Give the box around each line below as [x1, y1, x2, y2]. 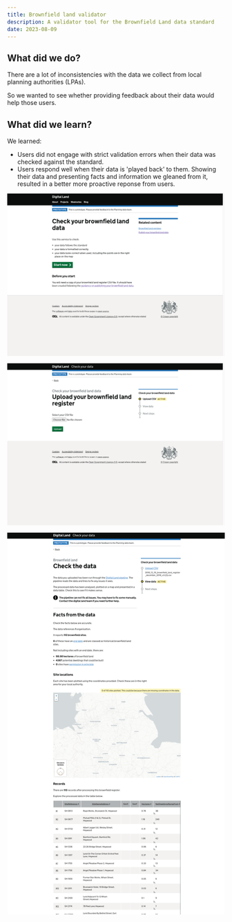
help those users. [7, 99, 57, 107]
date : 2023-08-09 [7, 26, 57, 32]
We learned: [7, 137, 42, 145]
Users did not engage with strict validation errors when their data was [17, 151, 216, 158]
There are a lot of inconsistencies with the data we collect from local [7, 70, 202, 79]
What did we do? [7, 52, 81, 64]
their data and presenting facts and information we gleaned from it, [17, 173, 209, 180]
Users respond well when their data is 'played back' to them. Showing [17, 165, 216, 173]
